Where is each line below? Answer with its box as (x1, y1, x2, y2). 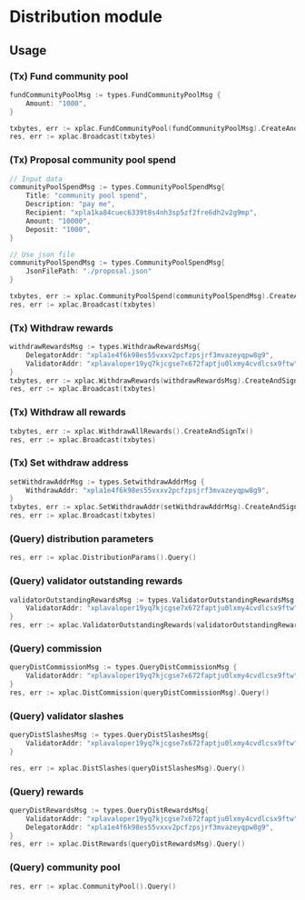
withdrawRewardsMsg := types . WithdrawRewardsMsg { (9, 343, 202, 352)
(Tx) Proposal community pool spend (9, 154, 177, 166)
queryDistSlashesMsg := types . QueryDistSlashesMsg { (9, 730, 209, 740)
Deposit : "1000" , (25, 225, 92, 234)
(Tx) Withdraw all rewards (9, 406, 126, 419)
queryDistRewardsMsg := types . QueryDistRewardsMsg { (9, 805, 209, 815)
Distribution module (9, 6, 163, 27)
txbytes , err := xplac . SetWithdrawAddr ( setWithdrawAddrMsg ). (9, 503, 246, 512)
